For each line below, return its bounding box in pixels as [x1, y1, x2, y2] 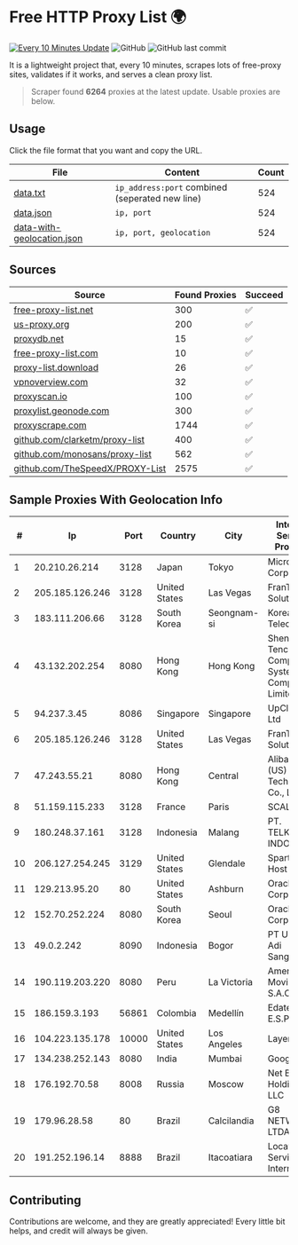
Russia [156, 1078, 184, 1091]
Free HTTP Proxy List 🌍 [9, 7, 187, 28]
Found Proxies [174, 288, 237, 301]
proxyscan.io [13, 390, 68, 402]
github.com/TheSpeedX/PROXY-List [13, 462, 167, 475]
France [156, 800, 186, 813]
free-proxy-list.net [13, 303, 94, 316]
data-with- [13, 221, 62, 233]
